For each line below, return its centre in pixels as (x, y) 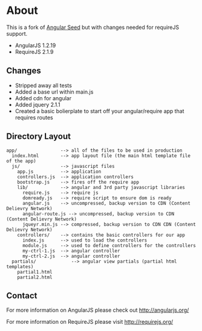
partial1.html (35, 272)
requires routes (34, 117)
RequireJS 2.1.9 (34, 51)
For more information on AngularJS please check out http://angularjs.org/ (98, 310)
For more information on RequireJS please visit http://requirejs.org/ (90, 322)
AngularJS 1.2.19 (35, 45)
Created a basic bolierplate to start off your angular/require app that (99, 111)
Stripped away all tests (44, 85)
